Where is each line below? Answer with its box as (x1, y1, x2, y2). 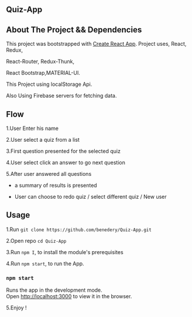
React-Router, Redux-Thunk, (6, 58, 75, 65)
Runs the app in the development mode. (6, 286, 102, 293)
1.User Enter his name (6, 125, 59, 132)
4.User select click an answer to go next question (6, 159, 126, 166)
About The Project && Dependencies (6, 25, 142, 35)
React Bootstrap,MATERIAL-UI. (6, 69, 80, 76)
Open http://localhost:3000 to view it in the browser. (6, 293, 132, 300)
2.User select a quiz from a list (6, 136, 80, 144)
